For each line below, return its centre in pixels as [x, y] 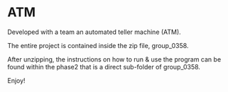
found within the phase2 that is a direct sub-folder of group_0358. [104, 67]
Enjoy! [17, 80]
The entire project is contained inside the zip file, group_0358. [98, 45]
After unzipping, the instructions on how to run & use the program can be [114, 59]
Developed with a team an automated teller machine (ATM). [94, 32]
